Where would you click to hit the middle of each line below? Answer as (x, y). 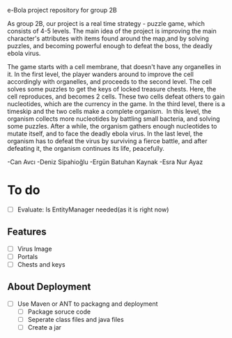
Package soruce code (59, 311)
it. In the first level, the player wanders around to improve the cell (100, 74)
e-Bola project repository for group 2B (62, 10)
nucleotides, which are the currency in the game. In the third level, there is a (116, 104)
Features (27, 232)
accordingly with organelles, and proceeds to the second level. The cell (110, 82)
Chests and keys (41, 264)
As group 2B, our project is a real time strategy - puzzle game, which (106, 23)
